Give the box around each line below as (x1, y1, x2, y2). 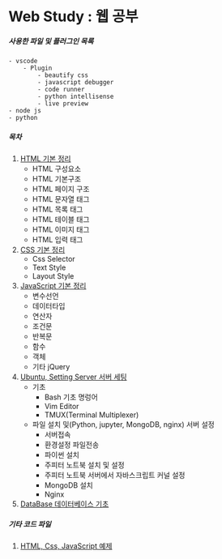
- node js (8, 107, 42, 115)
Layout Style (32, 271, 75, 281)
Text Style (32, 262, 66, 272)
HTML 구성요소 (32, 164, 82, 174)
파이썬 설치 (44, 450, 79, 460)
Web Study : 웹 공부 (8, 7, 139, 26)
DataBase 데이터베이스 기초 (19, 499, 109, 509)
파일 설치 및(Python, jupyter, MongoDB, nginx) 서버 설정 (32, 420, 215, 429)
